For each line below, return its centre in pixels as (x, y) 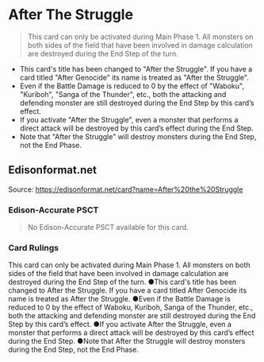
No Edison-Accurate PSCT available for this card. (108, 228)
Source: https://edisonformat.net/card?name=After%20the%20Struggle (126, 189)
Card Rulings (34, 247)
